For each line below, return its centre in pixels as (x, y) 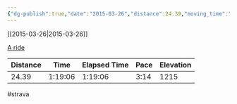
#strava (18, 94)
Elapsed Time (105, 65)
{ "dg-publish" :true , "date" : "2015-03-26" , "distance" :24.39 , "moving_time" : (118, 14)
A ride (16, 47)
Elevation (176, 65)
